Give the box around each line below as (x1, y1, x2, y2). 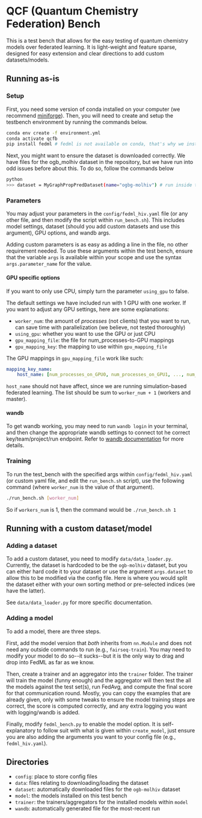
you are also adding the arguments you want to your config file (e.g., (6, 733, 176, 740)
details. (6, 442, 25, 449)
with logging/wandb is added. (6, 708, 80, 716)
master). (6, 395, 27, 403)
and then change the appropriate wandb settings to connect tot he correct (6, 429, 191, 436)
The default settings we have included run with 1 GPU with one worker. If (6, 299, 186, 306)
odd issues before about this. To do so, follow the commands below (6, 165, 174, 172)
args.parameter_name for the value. (6, 260, 92, 268)
